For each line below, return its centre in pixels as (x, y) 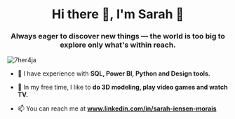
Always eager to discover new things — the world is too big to (118, 36)
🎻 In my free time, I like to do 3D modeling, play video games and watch (122, 87)
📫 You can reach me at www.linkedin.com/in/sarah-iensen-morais (117, 108)
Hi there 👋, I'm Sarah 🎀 (118, 14)
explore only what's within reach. (118, 45)
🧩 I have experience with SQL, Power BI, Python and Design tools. (114, 73)
